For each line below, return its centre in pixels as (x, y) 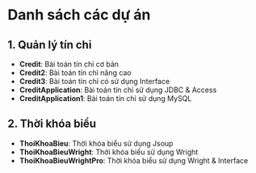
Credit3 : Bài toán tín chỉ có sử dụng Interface (94, 81)
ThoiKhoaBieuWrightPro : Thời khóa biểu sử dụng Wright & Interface (134, 160)
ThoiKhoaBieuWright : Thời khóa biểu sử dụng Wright (109, 152)
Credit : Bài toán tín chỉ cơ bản (69, 64)
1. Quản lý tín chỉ (50, 45)
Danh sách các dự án (79, 15)
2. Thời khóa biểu (52, 124)
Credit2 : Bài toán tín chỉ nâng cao (75, 73)
